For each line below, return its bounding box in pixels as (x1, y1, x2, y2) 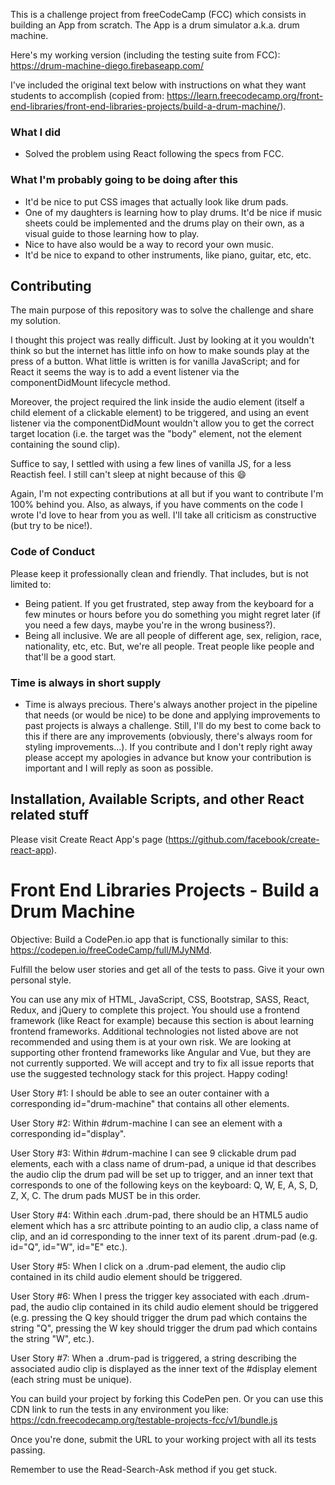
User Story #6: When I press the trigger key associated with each (10, 1290, 280, 1302)
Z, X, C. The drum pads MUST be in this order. (10, 1189, 202, 1201)
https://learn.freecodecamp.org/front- (166, 90, 324, 101)
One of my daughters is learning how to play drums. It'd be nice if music (24, 206, 323, 218)
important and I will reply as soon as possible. (24, 762, 214, 774)
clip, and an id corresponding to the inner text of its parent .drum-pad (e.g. (10, 1230, 318, 1242)
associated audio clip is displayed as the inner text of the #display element (10, 1362, 318, 1374)
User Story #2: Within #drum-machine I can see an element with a (10, 1117, 283, 1129)
